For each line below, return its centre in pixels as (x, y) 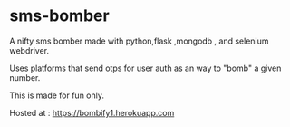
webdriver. (29, 50)
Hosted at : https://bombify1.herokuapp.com (92, 112)
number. (25, 77)
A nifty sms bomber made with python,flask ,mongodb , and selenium (139, 41)
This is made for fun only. (57, 95)
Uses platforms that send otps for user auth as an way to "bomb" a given (145, 68)
